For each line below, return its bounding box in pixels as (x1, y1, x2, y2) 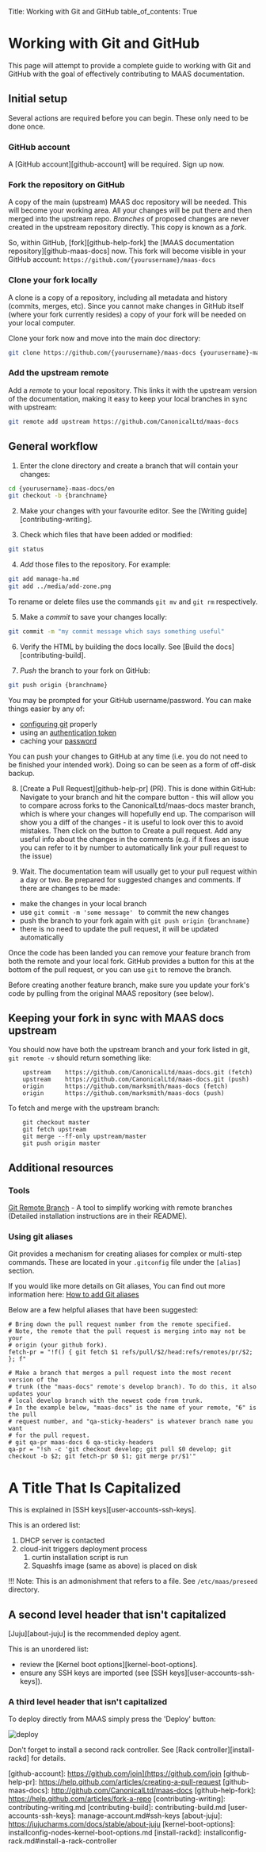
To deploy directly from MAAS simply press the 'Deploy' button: (8, 1714, 216, 1724)
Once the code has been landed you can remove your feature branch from (8, 947, 251, 957)
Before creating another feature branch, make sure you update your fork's (8, 980, 250, 989)
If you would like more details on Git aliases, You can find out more (8, 1281, 226, 1291)
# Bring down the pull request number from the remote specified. (8, 1320, 232, 1328)
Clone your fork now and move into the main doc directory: (8, 333, 201, 343)
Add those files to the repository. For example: (19, 559, 172, 570)
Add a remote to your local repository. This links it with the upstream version (8, 385, 257, 395)
